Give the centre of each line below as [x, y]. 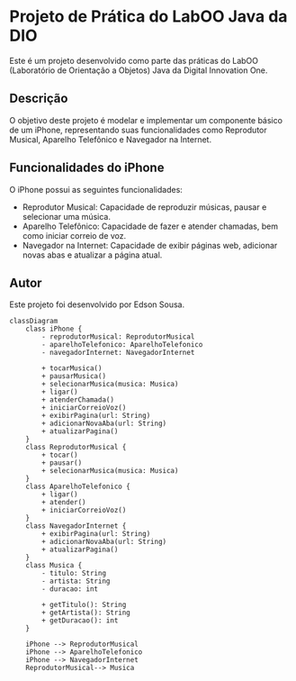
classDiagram [34, 322]
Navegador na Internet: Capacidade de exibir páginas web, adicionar [150, 245]
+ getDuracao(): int [80, 621]
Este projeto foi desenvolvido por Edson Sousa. [97, 304]
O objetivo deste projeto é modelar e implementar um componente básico [146, 120]
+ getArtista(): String [86, 613]
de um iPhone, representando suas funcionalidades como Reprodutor [138, 130]
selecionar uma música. [66, 216]
